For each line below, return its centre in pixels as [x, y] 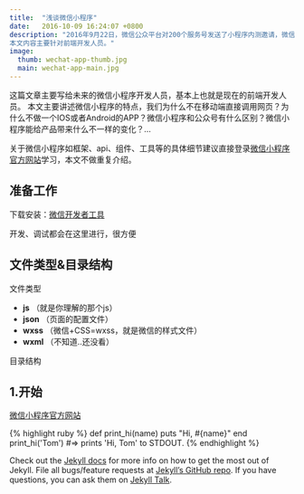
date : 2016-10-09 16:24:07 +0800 [76, 26]
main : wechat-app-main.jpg [68, 69]
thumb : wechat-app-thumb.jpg [72, 60]
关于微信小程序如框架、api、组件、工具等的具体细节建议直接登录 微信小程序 [150, 148]
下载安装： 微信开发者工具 [57, 214]
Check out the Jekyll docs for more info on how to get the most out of [139, 461]
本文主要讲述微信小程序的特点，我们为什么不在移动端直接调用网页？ [154, 106]
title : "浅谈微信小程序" [53, 18]
